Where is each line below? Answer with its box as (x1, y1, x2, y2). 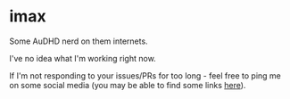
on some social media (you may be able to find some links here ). (9, 79, 246, 90)
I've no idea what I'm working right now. (9, 53, 156, 63)
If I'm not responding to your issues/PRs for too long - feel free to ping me (9, 70, 281, 81)
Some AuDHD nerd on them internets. (9, 36, 149, 46)
